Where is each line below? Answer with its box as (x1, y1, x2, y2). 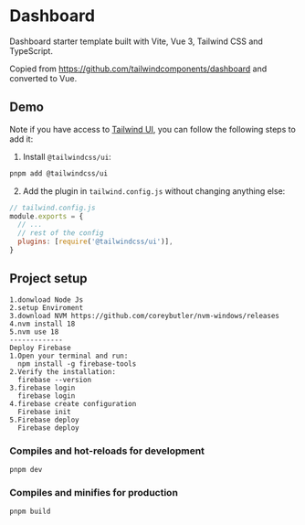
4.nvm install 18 (9, 319, 76, 328)
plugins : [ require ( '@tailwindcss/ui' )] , (17, 237, 174, 247)
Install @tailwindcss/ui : (22, 151, 111, 162)
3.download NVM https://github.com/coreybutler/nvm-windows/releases (9, 311, 280, 320)
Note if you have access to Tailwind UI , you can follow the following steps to (9, 123, 297, 134)
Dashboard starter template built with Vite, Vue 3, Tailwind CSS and (9, 36, 263, 47)
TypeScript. (9, 45, 53, 56)
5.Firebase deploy (9, 415, 79, 424)
